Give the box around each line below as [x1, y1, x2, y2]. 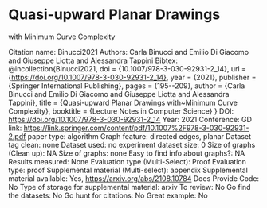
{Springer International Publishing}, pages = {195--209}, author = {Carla [8, 81, 245, 91]
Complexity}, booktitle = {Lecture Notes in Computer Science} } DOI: [8, 106, 234, 116]
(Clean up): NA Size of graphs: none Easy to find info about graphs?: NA [8, 148, 245, 158]
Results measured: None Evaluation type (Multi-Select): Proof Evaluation [8, 156, 247, 166]
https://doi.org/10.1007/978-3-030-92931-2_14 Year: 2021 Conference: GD [8, 114, 253, 124]
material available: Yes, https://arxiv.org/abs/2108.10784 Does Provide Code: [8, 173, 260, 183]
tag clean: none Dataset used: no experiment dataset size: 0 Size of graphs [8, 140, 256, 149]
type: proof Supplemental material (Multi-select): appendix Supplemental [8, 165, 249, 175]
